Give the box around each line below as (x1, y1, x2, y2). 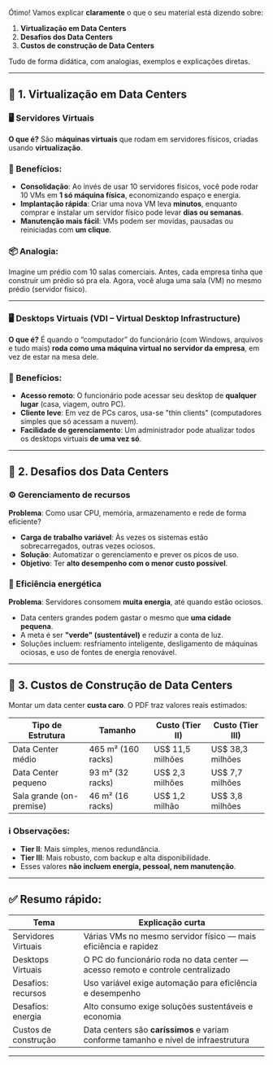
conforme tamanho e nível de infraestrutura (83, 1034, 249, 1045)
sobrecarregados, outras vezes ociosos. (19, 541, 156, 551)
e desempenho (83, 987, 141, 998)
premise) (12, 800, 47, 811)
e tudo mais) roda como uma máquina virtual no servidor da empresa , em (8, 343, 260, 353)
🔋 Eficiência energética (8, 578, 102, 590)
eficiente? (8, 517, 42, 526)
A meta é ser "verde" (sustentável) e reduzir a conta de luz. (19, 630, 223, 639)
